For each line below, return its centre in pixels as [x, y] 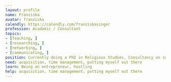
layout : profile [22, 10]
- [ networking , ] [24, 48]
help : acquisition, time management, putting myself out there [74, 72]
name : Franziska [22, 15]
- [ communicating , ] [27, 52]
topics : [13, 34]
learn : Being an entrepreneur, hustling [49, 67]
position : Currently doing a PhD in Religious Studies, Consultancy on [83, 57]
